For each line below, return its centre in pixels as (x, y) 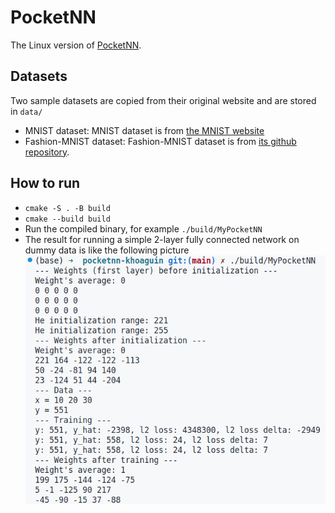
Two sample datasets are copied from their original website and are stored (163, 100)
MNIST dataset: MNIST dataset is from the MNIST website (144, 130)
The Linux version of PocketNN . (76, 45)
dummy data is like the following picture (107, 250)
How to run (45, 183)
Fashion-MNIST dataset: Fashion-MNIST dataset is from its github (160, 141)
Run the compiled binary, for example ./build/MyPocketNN (143, 228)
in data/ (26, 111)
